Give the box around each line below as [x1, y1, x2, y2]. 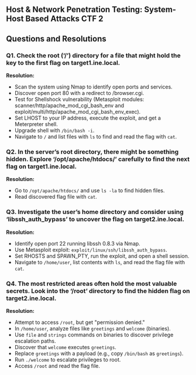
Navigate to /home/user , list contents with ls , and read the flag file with [14, 258, 185, 265]
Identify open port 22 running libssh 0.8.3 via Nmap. [14, 240, 140, 247]
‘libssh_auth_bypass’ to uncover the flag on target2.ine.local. [6, 215, 184, 223]
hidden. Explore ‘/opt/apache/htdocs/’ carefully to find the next [6, 155, 190, 163]
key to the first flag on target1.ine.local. [6, 59, 121, 67]
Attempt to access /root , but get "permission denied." [14, 319, 145, 326]
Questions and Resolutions [6, 33, 106, 43]
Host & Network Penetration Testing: [6, 5, 143, 15]
